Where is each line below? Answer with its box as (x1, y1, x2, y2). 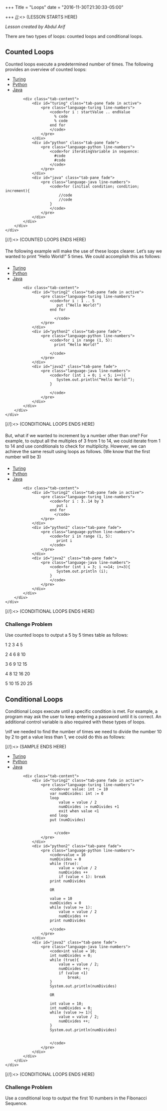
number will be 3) (5, 454, 41, 460)
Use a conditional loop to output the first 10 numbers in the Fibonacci (5, 1095, 147, 1101)
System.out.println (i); (56, 569, 108, 574)
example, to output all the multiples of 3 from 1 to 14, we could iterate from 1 (5, 438, 161, 444)
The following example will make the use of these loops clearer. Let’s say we (5, 248, 162, 254)
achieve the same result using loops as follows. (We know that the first (5, 448, 151, 454)
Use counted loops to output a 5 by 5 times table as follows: (5, 632, 129, 638)
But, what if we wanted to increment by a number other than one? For (5, 432, 148, 438)
